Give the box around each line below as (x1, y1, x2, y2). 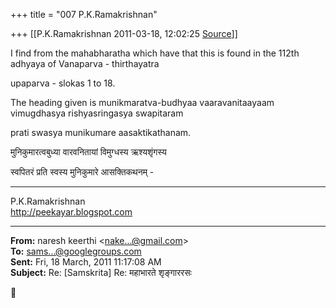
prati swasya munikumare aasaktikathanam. (10, 127, 192, 138)
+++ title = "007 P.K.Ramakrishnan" (10, 9, 158, 20)
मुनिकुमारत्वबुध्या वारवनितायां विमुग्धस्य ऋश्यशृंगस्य (10, 146, 167, 158)
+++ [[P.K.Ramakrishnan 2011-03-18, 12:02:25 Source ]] (10, 28, 238, 39)
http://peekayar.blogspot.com (10, 206, 133, 218)
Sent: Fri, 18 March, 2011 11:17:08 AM (10, 256, 162, 268)
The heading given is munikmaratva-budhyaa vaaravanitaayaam (10, 97, 275, 108)
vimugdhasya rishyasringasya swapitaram (10, 107, 184, 119)
